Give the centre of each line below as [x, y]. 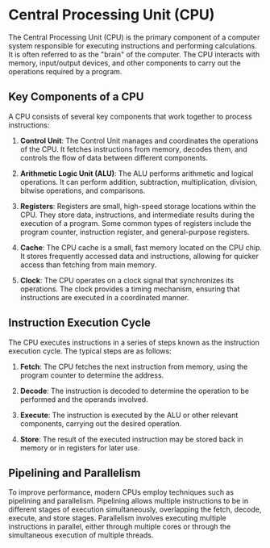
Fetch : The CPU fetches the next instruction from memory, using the [134, 366]
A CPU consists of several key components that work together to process [130, 116]
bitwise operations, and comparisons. [83, 190]
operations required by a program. [65, 71]
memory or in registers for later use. [80, 448]
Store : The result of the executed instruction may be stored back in [131, 439]
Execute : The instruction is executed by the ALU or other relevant [129, 415]
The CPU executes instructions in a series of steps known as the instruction [134, 342]
